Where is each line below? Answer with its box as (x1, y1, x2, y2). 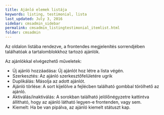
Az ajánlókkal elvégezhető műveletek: (5, 58, 82, 64)
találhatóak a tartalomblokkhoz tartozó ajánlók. (5, 49, 100, 55)
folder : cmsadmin (5, 30, 41, 35)
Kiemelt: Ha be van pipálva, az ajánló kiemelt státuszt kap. (12, 104, 131, 110)
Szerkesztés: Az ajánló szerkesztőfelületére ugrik (12, 73, 113, 79)
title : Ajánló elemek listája (5, 7, 67, 12)
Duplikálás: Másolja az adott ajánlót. (12, 78, 85, 84)
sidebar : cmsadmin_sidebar (5, 21, 61, 26)
